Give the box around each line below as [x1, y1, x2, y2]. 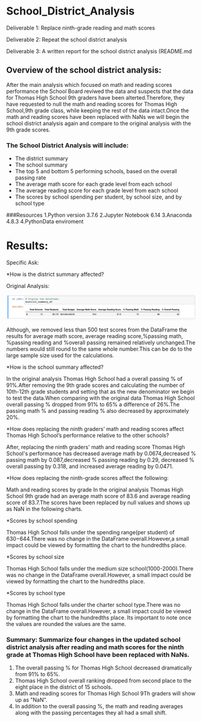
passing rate [14, 174, 46, 182]
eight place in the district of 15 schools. [14, 683, 113, 691]
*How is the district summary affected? [6, 270, 104, 278]
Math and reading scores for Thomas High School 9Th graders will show [14, 690, 196, 697]
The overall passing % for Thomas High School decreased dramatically [14, 664, 192, 671]
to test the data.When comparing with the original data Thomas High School [6, 394, 195, 401]
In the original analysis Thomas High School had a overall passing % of [6, 375, 183, 382]
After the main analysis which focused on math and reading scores [6, 81, 172, 88]
